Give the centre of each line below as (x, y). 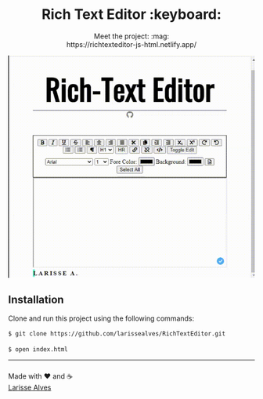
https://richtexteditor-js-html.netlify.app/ (131, 44)
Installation (36, 300)
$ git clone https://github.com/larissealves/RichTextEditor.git (117, 334)
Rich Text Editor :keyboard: (131, 15)
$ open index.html (38, 350)
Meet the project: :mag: (131, 36)
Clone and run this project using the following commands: (101, 318)
